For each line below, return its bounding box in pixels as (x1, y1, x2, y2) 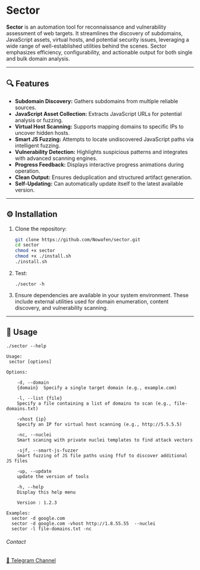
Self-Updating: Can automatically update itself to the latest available (14, 180, 183, 187)
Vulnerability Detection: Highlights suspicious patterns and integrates (14, 148, 188, 155)
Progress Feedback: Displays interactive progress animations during (14, 161, 185, 168)
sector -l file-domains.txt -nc (11, 526, 92, 532)
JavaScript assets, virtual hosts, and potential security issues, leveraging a (6, 36, 189, 43)
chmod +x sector (14, 248, 55, 254)
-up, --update (17, 468, 52, 475)
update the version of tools (17, 473, 89, 479)
